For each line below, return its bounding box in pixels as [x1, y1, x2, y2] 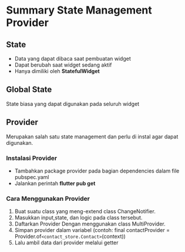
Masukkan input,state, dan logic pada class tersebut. [14, 214, 143, 221]
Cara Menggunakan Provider [6, 194, 90, 203]
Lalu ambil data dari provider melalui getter [14, 239, 119, 246]
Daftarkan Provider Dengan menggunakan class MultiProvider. [14, 220, 166, 227]
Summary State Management [6, 4, 153, 17]
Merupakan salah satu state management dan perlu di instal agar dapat [6, 133, 179, 140]
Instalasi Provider [6, 154, 58, 162]
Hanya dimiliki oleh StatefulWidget [14, 68, 100, 74]
